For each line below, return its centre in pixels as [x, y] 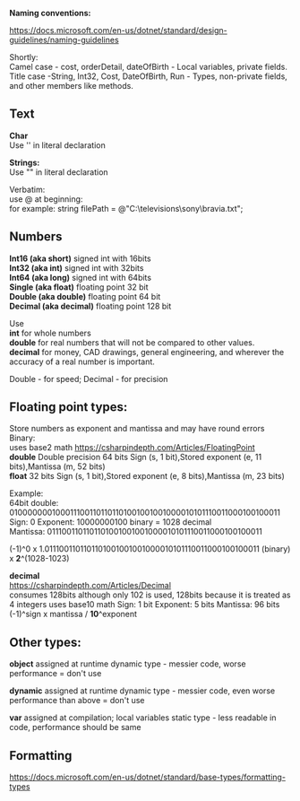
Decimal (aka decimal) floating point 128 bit [90, 306]
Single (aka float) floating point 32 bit [79, 287]
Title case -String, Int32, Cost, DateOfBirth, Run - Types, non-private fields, [149, 76]
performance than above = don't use [77, 701]
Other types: [46, 642]
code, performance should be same [75, 727]
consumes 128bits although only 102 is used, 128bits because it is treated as [150, 595]
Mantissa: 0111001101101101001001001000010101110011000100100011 [136, 532]
